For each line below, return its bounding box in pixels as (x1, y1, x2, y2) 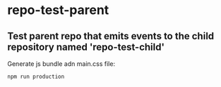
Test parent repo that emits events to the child (7, 30, 215, 42)
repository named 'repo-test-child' (7, 41, 165, 53)
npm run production (7, 73, 65, 80)
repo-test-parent (7, 2, 109, 18)
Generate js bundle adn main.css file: (7, 60, 115, 68)
